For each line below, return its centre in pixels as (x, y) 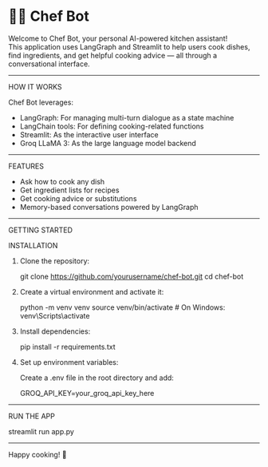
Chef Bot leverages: (41, 102)
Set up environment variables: (69, 362)
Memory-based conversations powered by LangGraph (109, 207)
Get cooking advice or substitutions (78, 198)
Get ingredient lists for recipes (69, 190)
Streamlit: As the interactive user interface (89, 134)
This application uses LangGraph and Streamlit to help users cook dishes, (129, 46)
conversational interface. (49, 64)
